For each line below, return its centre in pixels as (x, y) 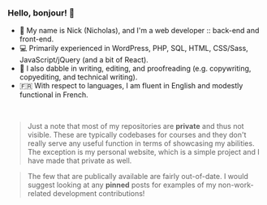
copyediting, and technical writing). (78, 77)
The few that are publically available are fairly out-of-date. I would (138, 177)
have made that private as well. (80, 160)
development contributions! (99, 194)
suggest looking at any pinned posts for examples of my (122, 185)
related (39, 194)
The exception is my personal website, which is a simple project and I (144, 152)
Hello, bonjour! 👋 (41, 13)
